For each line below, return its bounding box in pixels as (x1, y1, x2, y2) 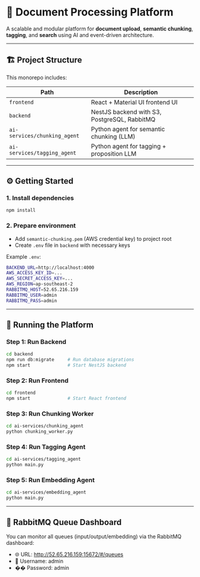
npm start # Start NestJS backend (6, 362, 127, 368)
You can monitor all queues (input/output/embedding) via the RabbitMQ (6, 533, 182, 540)
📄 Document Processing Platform (6, 5, 174, 19)
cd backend (6, 351, 33, 357)
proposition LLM (90, 149, 137, 157)
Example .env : (6, 253, 41, 260)
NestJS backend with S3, (90, 107, 162, 116)
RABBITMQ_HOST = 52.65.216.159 (6, 287, 79, 293)
